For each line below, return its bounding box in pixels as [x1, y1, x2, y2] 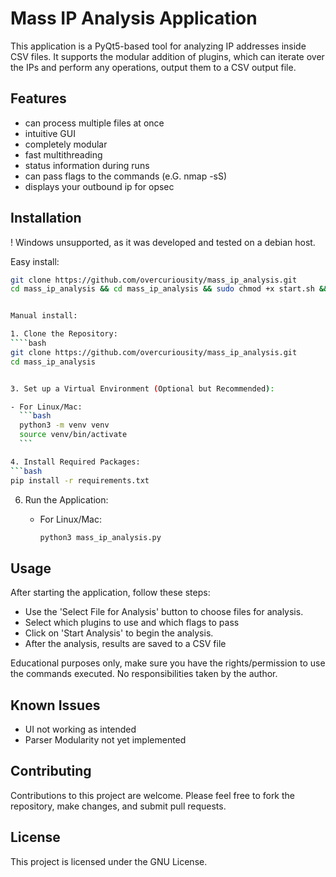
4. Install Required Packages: [10, 457, 141, 467]
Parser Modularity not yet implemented [24, 734, 187, 746]
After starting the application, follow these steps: [10, 587, 211, 599]
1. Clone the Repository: [10, 329, 118, 339]
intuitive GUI [24, 127, 76, 139]
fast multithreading [24, 148, 103, 161]
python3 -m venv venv [19, 420, 110, 431]
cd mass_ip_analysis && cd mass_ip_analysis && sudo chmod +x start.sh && [10, 284, 329, 294]
